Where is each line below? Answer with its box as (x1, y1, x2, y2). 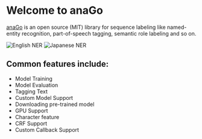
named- (166, 23, 187, 31)
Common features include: (6, 59, 109, 69)
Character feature (14, 113, 60, 120)
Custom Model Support (14, 94, 74, 101)
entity (6, 29, 21, 37)
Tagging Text (14, 88, 48, 95)
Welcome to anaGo (6, 4, 104, 17)
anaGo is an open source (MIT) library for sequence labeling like (6, 23, 166, 31)
